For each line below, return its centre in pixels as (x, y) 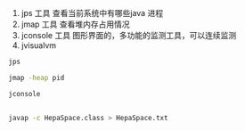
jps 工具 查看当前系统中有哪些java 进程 (92, 13)
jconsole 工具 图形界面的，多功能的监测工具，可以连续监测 (129, 35)
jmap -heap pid (37, 78)
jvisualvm (39, 45)
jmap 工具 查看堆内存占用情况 (75, 24)
